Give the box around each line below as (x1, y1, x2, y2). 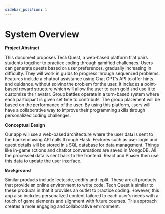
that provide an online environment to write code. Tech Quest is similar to (5, 182, 154, 188)
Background (5, 167, 31, 173)
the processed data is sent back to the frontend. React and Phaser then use (5, 152, 159, 158)
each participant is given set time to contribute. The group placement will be (5, 96, 160, 102)
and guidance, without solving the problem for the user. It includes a (5, 81, 144, 86)
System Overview (5, 28, 80, 40)
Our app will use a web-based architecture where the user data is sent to (5, 131, 154, 137)
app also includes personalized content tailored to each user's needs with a (5, 192, 159, 198)
